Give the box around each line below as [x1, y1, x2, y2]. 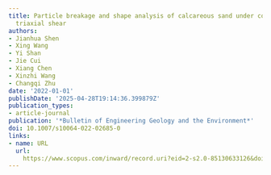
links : [8, 131, 31, 140]
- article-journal [8, 110, 70, 118]
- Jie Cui [8, 57, 42, 65]
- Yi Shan [8, 49, 42, 57]
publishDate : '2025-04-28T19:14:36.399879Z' [8, 94, 161, 102]
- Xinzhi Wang [8, 72, 56, 80]
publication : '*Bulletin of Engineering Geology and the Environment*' [8, 117, 254, 125]
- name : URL [8, 139, 48, 148]
